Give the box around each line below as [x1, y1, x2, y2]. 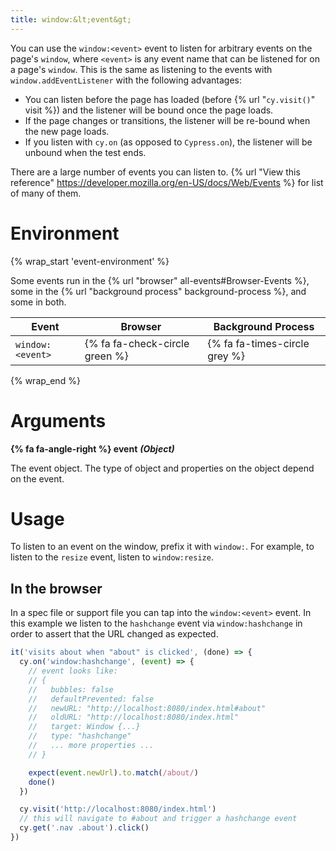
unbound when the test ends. [24, 146, 147, 158]
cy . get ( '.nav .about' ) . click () [19, 823, 150, 833]
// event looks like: [28, 666, 118, 676]
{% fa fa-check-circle [84, 336, 190, 350]
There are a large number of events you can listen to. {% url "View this [10, 166, 301, 178]
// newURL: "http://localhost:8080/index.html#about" [28, 703, 267, 713]
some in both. [10, 296, 67, 308]
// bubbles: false [28, 684, 114, 695]
